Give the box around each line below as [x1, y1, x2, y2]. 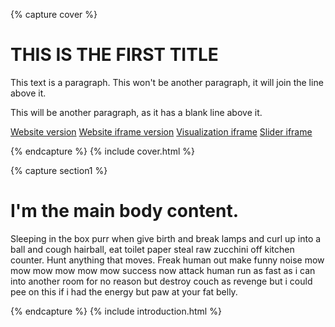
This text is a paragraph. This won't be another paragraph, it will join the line [10, 76, 324, 88]
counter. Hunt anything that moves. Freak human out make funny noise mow [10, 254, 325, 266]
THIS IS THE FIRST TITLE [10, 44, 219, 66]
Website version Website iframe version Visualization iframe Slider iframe [10, 125, 313, 138]
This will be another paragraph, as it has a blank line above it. [10, 106, 263, 118]
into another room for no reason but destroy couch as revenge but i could [10, 275, 313, 287]
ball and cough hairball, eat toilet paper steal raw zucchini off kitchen [10, 243, 295, 255]
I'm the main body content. [10, 200, 240, 223]
